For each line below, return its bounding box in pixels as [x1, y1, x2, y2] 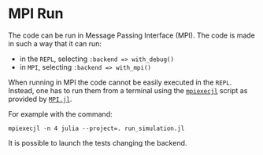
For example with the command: [8, 109, 113, 118]
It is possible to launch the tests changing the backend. [8, 138, 187, 147]
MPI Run [8, 5, 64, 23]
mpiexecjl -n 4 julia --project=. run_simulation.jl [8, 124, 185, 132]
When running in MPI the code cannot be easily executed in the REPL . [8, 77, 232, 87]
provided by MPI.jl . [8, 94, 72, 103]
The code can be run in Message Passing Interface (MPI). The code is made [8, 31, 256, 40]
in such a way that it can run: [8, 38, 102, 48]
